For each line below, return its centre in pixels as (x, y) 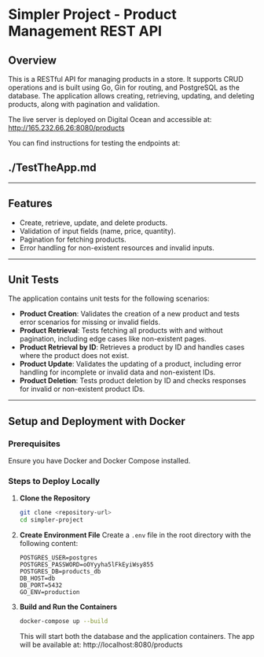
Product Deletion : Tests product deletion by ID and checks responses (133, 381)
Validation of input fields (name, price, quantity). (97, 231)
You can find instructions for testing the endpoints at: (94, 143)
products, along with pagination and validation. (84, 104)
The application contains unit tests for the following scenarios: (109, 299)
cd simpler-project (51, 520)
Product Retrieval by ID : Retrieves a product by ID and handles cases (132, 347)
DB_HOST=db (37, 579)
